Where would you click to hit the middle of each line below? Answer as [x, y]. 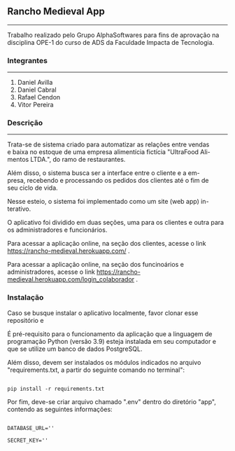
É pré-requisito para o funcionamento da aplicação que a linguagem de [110, 334]
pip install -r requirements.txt [56, 389]
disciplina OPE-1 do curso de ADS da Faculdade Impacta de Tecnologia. [111, 42]
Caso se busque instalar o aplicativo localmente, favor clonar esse [103, 313]
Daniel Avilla [35, 83]
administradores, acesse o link [51, 272]
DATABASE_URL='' [31, 428]
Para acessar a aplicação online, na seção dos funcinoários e [95, 265]
